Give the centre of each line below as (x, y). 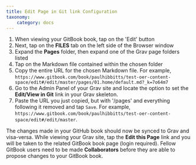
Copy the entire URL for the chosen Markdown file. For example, (93, 71)
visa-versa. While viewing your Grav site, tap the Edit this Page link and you (98, 137)
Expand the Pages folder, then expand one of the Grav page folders (97, 52)
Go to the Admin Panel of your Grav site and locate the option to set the (102, 88)
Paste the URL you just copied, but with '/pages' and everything (92, 101)
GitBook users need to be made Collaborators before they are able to (91, 150)
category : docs (35, 22)
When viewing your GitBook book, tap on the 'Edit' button (84, 39)
